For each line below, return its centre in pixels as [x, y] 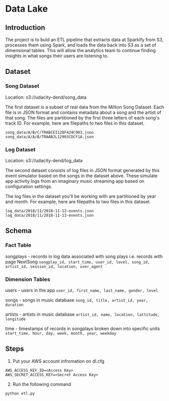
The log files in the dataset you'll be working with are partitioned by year [81, 196]
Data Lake [27, 9]
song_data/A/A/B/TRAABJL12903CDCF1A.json [50, 137]
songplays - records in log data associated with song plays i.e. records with [84, 256]
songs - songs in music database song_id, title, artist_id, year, [77, 300]
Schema [18, 231]
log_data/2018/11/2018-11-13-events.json [50, 215]
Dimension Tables [28, 279]
